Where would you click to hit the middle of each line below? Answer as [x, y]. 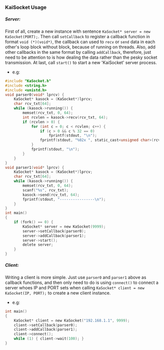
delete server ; [38, 245]
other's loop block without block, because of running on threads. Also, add [80, 47]
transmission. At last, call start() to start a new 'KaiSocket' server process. [81, 62]
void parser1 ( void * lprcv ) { [35, 167]
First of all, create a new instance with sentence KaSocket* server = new [78, 31]
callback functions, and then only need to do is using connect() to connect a [82, 282]
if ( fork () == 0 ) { [34, 222]
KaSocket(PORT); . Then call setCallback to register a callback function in [78, 36]
